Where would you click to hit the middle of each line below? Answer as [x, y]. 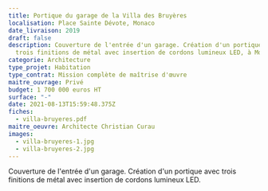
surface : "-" [30, 97]
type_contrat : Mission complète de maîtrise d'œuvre [98, 75]
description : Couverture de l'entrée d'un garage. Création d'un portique [135, 45]
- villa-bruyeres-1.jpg [55, 141]
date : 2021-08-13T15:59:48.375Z [62, 104]
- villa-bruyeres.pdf [51, 119]
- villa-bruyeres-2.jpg [55, 149]
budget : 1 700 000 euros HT [55, 90]
